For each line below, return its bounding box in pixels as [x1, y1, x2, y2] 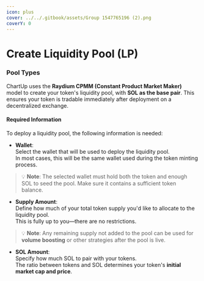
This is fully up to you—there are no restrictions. [15, 218, 137, 225]
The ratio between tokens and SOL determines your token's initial [15, 261, 181, 269]
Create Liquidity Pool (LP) [6, 47, 139, 61]
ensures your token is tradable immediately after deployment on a [6, 96, 172, 103]
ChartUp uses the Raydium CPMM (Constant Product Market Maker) [6, 82, 182, 89]
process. [15, 161, 38, 168]
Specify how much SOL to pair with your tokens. [15, 255, 137, 262]
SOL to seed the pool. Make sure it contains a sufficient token [21, 180, 177, 187]
